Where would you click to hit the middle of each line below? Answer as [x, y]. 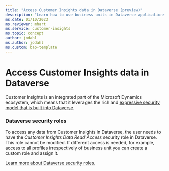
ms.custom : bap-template [31, 47]
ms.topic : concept [24, 33]
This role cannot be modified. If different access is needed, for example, [80, 142]
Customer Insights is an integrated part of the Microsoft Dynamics [74, 97]
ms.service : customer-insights [38, 29]
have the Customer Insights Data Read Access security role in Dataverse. [81, 137]
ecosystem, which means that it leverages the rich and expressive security [82, 102]
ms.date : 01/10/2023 [27, 19]
